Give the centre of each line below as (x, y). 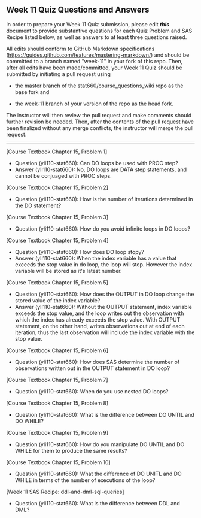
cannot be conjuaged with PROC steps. (63, 175)
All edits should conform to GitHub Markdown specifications (80, 49)
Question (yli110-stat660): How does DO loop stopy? (80, 252)
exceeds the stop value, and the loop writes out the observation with (99, 313)
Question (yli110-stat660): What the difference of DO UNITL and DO (98, 474)
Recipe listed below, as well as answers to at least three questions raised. (97, 37)
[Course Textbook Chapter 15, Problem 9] (57, 432)
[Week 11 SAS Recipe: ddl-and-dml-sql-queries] (65, 492)
